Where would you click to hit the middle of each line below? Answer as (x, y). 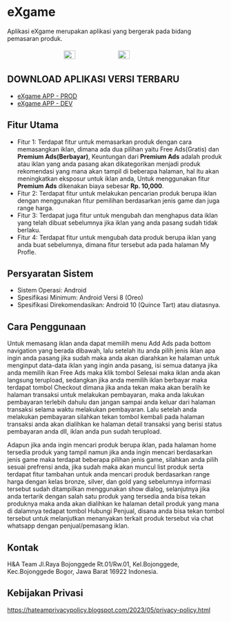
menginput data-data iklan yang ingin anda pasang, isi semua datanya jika (112, 365)
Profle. (27, 252)
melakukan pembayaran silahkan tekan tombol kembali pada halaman (106, 417)
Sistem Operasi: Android (52, 290)
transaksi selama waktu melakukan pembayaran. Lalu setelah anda (102, 409)
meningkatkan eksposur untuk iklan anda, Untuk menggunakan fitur (113, 178)
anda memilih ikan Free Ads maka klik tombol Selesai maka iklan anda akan (114, 373)
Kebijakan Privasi (45, 593)
